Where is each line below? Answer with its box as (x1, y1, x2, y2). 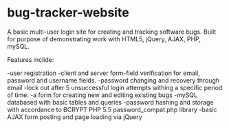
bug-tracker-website (7, 5, 129, 21)
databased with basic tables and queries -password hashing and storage (7, 98, 215, 106)
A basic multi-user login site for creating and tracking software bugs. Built (7, 28, 217, 36)
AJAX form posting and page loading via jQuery (7, 112, 142, 121)
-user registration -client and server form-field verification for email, (7, 69, 201, 77)
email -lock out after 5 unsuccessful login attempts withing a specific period (7, 83, 223, 92)
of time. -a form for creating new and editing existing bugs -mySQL (7, 91, 198, 99)
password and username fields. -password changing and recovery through (7, 76, 220, 84)
